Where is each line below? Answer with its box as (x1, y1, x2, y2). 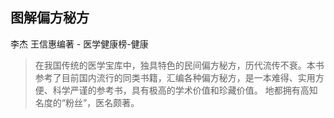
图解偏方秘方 (10, 9, 90, 27)
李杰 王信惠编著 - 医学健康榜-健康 (10, 38, 149, 50)
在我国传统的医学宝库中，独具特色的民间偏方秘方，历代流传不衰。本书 (34, 59, 325, 71)
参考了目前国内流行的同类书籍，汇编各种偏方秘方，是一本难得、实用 (34, 71, 316, 83)
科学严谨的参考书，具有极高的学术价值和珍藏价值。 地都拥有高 (52, 84, 310, 96)
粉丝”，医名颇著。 (64, 96, 140, 108)
